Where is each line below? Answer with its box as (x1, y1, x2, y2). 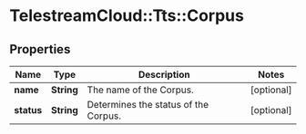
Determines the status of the (87, 99, 209, 110)
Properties (9, 42, 71, 57)
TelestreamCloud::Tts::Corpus (9, 5, 244, 26)
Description (138, 69, 190, 81)
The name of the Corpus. (87, 83, 194, 96)
